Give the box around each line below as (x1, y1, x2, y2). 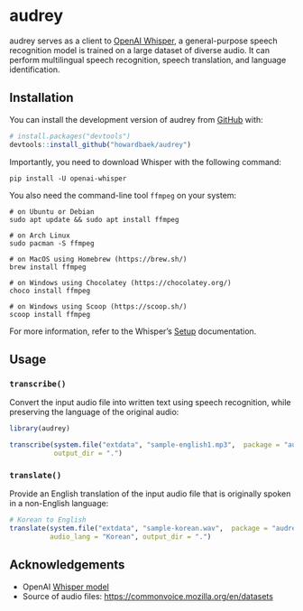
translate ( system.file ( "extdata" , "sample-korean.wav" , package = (9, 523, 269, 532)
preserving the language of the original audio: (9, 407, 179, 418)
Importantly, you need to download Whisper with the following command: (9, 156, 282, 167)
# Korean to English (9, 515, 87, 524)
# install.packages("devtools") (9, 132, 131, 141)
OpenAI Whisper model (22, 581, 110, 592)
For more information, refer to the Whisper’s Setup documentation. (9, 326, 257, 337)
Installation (9, 90, 74, 106)
